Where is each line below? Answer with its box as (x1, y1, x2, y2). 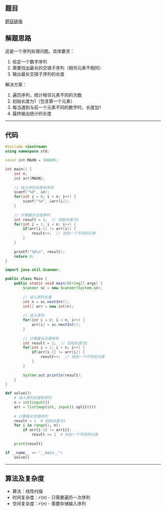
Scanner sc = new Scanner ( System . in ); (23, 285, 103, 291)
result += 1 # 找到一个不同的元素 (31, 432, 98, 437)
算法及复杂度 (5, 474, 44, 482)
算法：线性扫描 (12, 488, 43, 494)
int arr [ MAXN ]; (14, 176, 45, 181)
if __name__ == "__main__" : (5, 450, 63, 455)
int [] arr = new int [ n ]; (23, 304, 74, 309)
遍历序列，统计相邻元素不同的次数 (12, 92, 82, 98)
